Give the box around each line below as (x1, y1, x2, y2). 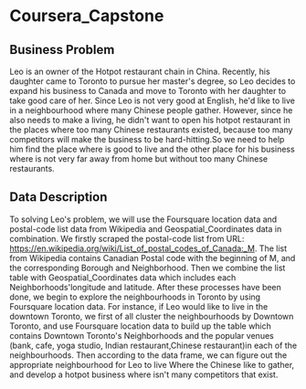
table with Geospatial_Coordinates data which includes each (9, 271, 237, 283)
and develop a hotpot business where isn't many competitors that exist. (9, 369, 279, 380)
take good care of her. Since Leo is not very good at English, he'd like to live (9, 95, 295, 106)
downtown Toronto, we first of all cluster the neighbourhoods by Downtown (9, 310, 294, 321)
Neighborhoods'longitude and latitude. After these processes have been (9, 281, 281, 292)
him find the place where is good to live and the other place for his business (9, 143, 295, 154)
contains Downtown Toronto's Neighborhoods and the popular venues (9, 330, 274, 341)
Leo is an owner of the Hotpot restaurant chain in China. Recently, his (9, 66, 271, 77)
